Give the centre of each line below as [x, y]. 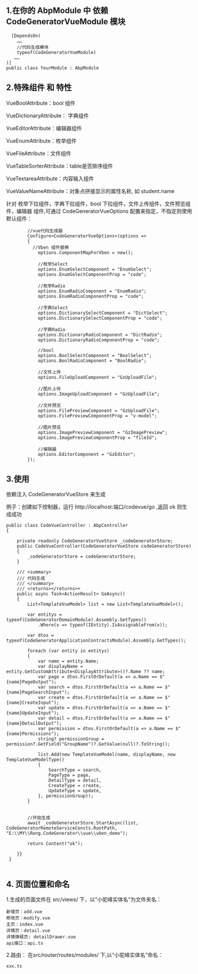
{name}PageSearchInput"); [38, 692]
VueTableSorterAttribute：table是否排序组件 [60, 166]
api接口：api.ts [25, 943]
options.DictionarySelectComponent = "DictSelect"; [103, 313]
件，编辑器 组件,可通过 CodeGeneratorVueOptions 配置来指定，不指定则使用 [99, 211]
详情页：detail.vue [28, 931]
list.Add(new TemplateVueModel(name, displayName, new [107, 755]
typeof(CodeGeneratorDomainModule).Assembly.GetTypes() [76, 620]
